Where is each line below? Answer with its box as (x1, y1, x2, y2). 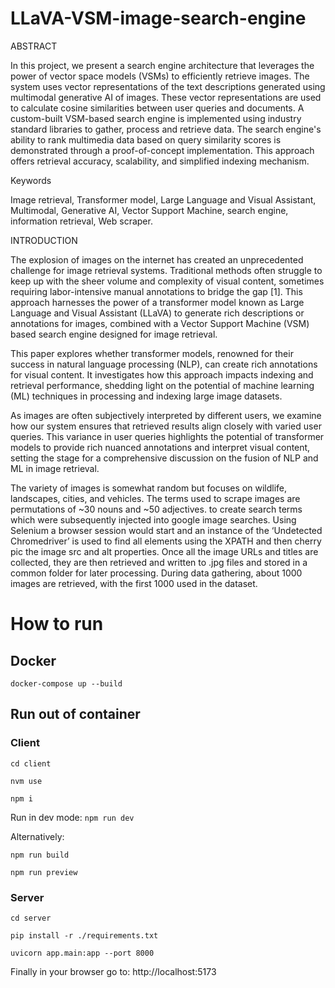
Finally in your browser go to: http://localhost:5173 (10, 965, 217, 977)
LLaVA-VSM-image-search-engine (10, 7, 307, 30)
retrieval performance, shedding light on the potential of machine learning (10, 379, 315, 391)
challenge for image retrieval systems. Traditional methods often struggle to (10, 264, 323, 276)
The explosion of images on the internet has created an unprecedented (10, 253, 304, 266)
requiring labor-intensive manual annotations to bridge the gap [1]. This (10, 285, 303, 297)
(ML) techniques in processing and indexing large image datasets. (10, 390, 283, 402)
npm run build (10, 850, 70, 860)
